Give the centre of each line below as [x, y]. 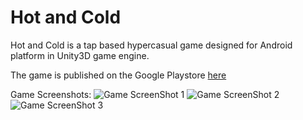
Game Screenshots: [51, 94]
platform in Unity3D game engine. [80, 55]
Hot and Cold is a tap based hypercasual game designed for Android [151, 45]
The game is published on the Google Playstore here [118, 75]
